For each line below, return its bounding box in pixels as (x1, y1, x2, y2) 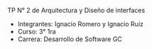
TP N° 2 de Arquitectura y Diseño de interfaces (7, 6, 146, 14)
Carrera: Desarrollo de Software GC (17, 35, 122, 43)
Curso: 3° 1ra (17, 28, 56, 36)
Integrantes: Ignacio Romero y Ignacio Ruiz (17, 20, 143, 28)
